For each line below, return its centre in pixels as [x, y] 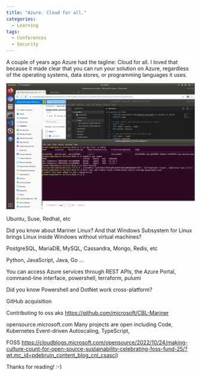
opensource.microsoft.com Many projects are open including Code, [89, 324]
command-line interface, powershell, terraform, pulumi [74, 278]
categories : [21, 19]
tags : [13, 32]
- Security [25, 44]
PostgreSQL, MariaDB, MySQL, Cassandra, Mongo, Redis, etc [82, 248]
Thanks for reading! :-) [34, 366]
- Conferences [29, 38]
